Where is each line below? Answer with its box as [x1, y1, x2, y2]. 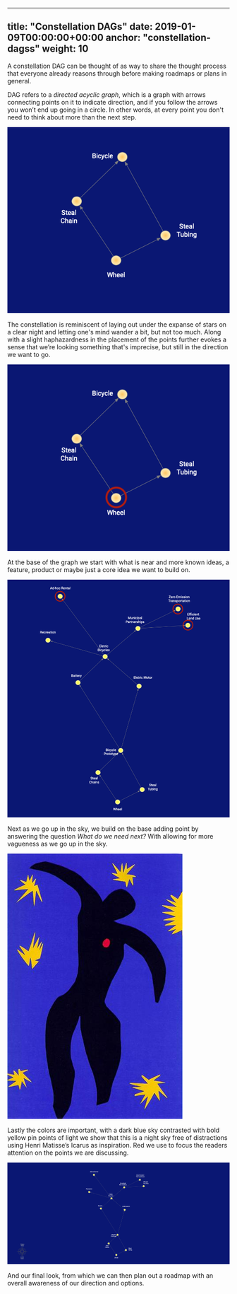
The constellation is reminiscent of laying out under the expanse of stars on [7, 320, 227, 329]
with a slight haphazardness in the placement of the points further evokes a [7, 335, 227, 344]
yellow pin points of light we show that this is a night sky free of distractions [7, 1133, 228, 1142]
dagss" [7, 43, 40, 55]
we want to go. [7, 351, 51, 359]
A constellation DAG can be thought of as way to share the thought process [7, 62, 227, 70]
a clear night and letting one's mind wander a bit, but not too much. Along [7, 328, 221, 337]
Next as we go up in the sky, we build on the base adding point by [7, 824, 199, 833]
